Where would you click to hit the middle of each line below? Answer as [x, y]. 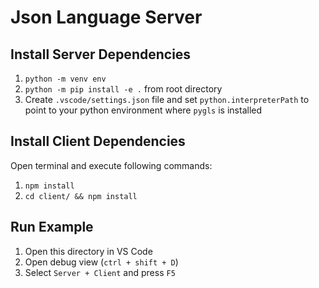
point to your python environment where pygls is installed [143, 110]
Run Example [52, 227]
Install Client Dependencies [98, 141]
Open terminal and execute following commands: [111, 165]
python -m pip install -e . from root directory [123, 89]
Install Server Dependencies [101, 54]
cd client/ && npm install [81, 196]
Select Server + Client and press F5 [100, 272]
